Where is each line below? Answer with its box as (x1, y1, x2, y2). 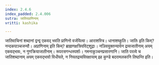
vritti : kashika (5, 20, 38, 26)
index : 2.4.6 (5, 7, 32, 12)
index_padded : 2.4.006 (5, 12, 51, 16)
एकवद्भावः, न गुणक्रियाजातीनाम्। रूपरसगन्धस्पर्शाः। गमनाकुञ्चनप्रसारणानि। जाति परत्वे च (5, 49, 141, 54)
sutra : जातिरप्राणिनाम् (5, 16, 39, 21)
